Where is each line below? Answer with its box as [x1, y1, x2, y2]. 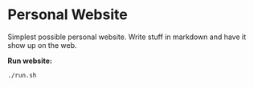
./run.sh [7, 71, 37, 79]
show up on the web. [7, 40, 77, 49]
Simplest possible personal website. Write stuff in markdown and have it [7, 32, 247, 42]
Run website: [7, 56, 53, 65]
